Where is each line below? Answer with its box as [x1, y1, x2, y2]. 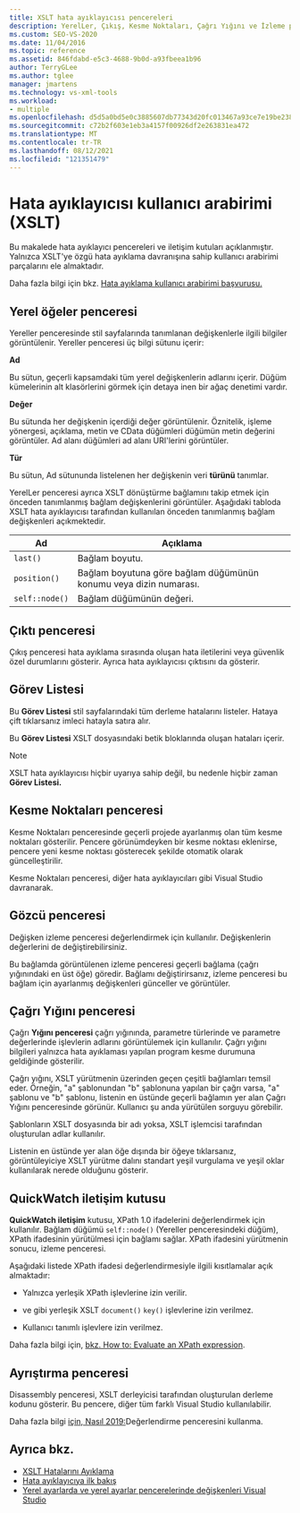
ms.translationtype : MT [9, 130, 98, 139]
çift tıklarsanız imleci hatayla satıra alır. [9, 715, 151, 726]
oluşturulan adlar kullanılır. [9, 1129, 105, 1140]
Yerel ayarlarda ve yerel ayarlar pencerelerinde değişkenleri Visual [21, 1484, 266, 1495]
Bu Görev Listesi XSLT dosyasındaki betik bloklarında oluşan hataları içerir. [9, 732, 285, 743]
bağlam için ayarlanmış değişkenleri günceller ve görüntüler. [9, 978, 230, 988]
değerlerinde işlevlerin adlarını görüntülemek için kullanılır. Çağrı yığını [9, 1037, 267, 1047]
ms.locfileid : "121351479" [9, 154, 110, 164]
